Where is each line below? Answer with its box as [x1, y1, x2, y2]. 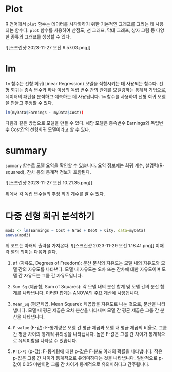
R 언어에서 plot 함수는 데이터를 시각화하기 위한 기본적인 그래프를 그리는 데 [5, 21, 155, 27]
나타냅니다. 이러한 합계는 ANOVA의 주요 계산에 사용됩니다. [22, 290, 140, 296]
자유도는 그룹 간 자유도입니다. [24, 273, 83, 279]
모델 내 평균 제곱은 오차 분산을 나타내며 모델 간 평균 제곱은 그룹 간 [28, 307, 159, 313]
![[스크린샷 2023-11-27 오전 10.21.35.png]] [5, 179, 92, 185]
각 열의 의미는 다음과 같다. [5, 249, 58, 255]
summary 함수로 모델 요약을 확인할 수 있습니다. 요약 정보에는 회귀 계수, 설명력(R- [5, 162, 165, 169]
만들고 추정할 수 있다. [10, 100, 53, 106]
